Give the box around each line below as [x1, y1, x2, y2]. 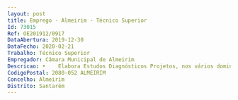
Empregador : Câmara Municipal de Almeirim [7, 56, 135, 63]
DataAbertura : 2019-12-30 [7, 37, 84, 44]
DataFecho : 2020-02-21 [7, 43, 74, 50]
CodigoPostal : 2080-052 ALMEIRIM [7, 69, 106, 76]
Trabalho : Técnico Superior [7, 50, 91, 57]
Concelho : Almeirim [7, 75, 65, 83]
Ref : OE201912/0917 [7, 30, 65, 37]
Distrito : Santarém [7, 82, 65, 89]
